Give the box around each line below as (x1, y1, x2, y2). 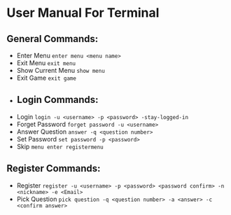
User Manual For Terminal (6, 5, 160, 21)
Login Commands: (16, 94, 99, 106)
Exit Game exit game (16, 74, 76, 82)
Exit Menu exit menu (16, 59, 76, 67)
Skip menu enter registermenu (16, 142, 104, 151)
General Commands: (6, 33, 99, 45)
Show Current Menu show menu (16, 67, 106, 74)
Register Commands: (6, 162, 101, 174)
